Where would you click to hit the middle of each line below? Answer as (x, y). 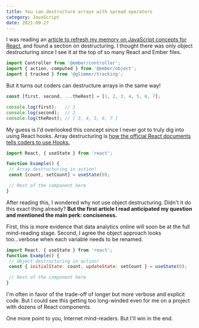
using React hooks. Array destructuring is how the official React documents (99, 136)
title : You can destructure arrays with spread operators (79, 12)
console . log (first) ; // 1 (41, 107)
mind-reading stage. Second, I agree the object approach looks (84, 233)
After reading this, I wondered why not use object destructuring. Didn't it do (99, 202)
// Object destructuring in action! (54, 261)
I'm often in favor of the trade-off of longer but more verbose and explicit (96, 294)
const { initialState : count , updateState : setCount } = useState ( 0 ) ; (98, 267)
